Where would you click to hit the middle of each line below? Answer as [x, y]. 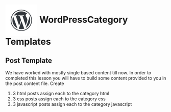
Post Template [29, 60]
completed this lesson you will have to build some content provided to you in [86, 78]
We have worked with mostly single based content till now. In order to [78, 73]
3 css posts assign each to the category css [59, 99]
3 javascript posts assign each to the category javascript [72, 104]
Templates [28, 42]
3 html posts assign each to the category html [61, 93]
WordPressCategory [83, 20]
